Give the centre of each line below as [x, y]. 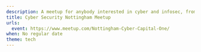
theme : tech [21, 39]
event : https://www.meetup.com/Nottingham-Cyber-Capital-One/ [91, 28]
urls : [13, 23]
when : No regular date [34, 34]
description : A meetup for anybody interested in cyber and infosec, [95, 12]
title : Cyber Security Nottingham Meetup [59, 17]
